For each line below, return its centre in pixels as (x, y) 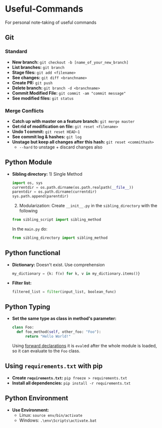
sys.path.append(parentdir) (40, 197)
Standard (16, 51)
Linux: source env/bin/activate (51, 415)
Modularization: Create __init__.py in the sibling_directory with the (88, 206)
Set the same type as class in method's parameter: (64, 318)
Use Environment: (30, 410)
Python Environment (37, 398)
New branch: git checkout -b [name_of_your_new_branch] (70, 62)
